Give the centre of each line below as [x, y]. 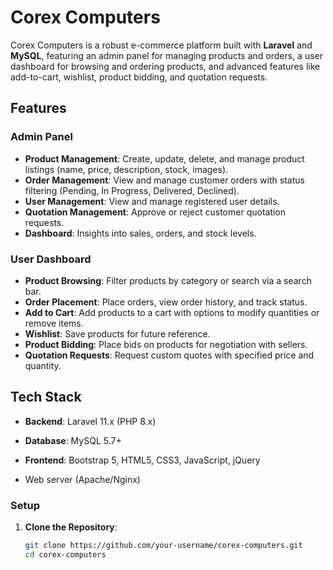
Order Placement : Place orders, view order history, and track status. [166, 302]
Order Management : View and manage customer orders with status [164, 180]
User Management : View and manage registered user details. [152, 201]
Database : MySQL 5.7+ [73, 440]
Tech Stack [46, 397]
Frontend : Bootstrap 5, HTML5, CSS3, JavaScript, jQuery [142, 460]
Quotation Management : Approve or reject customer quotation [155, 212]
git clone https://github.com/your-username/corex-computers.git [163, 546]
